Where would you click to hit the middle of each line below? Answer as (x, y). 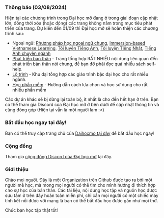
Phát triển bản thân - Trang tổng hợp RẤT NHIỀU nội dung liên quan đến (85, 59)
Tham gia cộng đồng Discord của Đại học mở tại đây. (59, 156)
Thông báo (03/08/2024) (36, 7)
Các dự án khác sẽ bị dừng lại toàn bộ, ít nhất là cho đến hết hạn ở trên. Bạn (82, 99)
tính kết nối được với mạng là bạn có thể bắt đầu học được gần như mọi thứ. (82, 201)
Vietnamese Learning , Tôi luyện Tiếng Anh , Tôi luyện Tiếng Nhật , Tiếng (84, 48)
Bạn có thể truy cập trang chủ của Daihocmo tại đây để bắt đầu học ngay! (80, 133)
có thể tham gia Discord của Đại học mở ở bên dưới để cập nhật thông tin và (82, 105)
